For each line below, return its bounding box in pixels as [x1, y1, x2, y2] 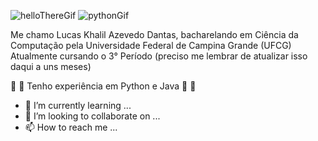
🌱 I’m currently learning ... [24, 100, 132, 111]
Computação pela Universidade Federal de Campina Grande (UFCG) [10, 40, 292, 51]
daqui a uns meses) [10, 61, 92, 72]
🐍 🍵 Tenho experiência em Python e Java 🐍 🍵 [10, 80, 197, 92]
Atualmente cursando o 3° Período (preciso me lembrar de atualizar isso [10, 50, 308, 62]
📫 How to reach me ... [24, 121, 118, 133]
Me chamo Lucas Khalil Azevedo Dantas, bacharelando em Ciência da [10, 29, 299, 40]
